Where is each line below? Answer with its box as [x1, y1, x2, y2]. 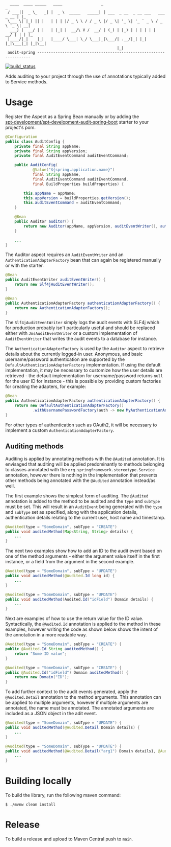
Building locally [5, 775, 72, 787]
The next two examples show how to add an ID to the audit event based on [5, 548, 162, 554]
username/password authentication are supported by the [5, 356, 125, 362]
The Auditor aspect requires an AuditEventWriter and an [5, 251, 124, 258]
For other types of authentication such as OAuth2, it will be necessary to [5, 422, 157, 428]
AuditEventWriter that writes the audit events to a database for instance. [5, 336, 158, 342]
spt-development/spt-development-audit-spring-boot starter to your [5, 119, 149, 125]
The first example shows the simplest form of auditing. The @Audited [5, 492, 149, 499]
